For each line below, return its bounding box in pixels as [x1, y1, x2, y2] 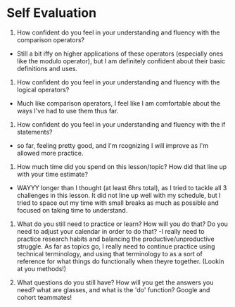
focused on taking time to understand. [16, 206, 128, 214]
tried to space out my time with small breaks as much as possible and [16, 199, 219, 207]
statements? [16, 127, 53, 136]
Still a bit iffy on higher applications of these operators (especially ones [16, 49, 224, 58]
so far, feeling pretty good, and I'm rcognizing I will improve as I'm [16, 141, 209, 149]
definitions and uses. [16, 64, 78, 73]
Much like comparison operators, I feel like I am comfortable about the [16, 99, 221, 107]
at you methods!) [16, 264, 67, 272]
